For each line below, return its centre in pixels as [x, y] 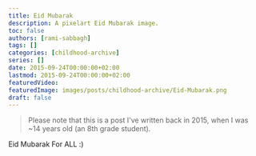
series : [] [26, 61]
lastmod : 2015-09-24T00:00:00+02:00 [69, 75]
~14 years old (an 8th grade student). [89, 129]
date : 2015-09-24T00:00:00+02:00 [64, 68]
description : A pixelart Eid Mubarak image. [84, 23]
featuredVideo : [34, 82]
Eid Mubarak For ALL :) [46, 144]
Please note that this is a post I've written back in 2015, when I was [138, 120]
